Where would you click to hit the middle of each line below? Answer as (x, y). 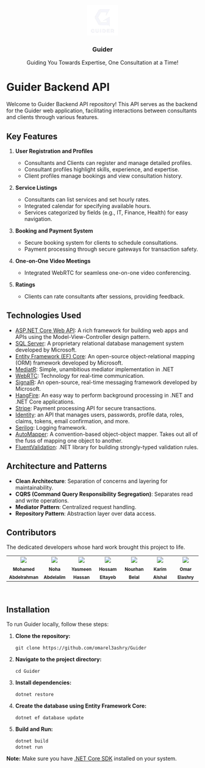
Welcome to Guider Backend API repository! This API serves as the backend (102, 104)
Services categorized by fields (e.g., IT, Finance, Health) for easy (106, 212)
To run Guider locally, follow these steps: (57, 625)
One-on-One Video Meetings (53, 261)
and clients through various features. (52, 117)
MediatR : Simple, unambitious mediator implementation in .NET (94, 369)
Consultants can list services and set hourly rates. (87, 200)
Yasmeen (81, 570)
